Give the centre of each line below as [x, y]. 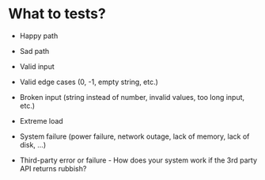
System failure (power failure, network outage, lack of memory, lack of [134, 136]
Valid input [37, 66]
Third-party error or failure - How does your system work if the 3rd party [138, 160]
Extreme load [41, 121]
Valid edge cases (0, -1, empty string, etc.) [89, 82]
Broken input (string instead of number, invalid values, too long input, [132, 97]
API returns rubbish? [53, 168]
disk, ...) [33, 144]
